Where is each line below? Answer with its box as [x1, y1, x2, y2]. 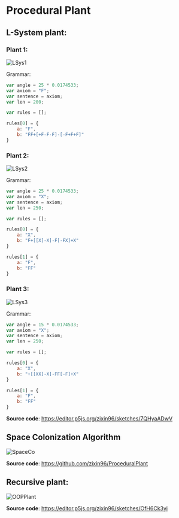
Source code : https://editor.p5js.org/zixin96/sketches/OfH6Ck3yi [6, 504, 168, 512]
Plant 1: [6, 46, 28, 54]
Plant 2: [6, 151, 29, 159]
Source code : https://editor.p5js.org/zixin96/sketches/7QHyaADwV [6, 415, 173, 422]
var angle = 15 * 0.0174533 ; [6, 322, 79, 328]
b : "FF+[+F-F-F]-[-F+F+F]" [17, 132, 84, 138]
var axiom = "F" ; [6, 87, 50, 93]
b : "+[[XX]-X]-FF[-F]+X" [17, 371, 79, 377]
